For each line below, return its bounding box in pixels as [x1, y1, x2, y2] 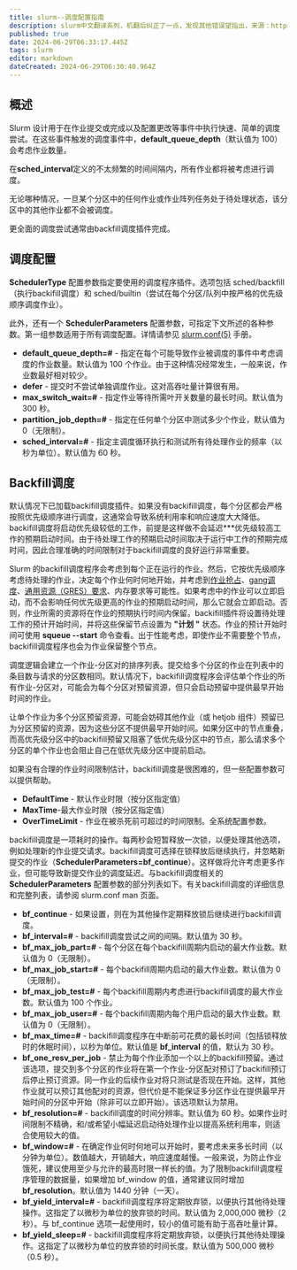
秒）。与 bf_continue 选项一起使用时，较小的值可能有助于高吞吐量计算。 [21, 1219, 283, 1229]
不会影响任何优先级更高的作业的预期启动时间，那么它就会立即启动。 [32, 597, 280, 607]
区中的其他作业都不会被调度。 [9, 204, 118, 215]
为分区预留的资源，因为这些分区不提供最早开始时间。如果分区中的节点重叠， [9, 723, 288, 734]
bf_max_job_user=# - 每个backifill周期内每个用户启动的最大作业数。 [21, 1008, 273, 1019]
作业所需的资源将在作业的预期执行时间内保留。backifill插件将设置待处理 [24, 608, 286, 619]
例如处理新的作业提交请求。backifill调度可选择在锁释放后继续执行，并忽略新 [9, 846, 286, 857]
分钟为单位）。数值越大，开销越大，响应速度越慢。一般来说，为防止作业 [21, 1152, 282, 1163]
